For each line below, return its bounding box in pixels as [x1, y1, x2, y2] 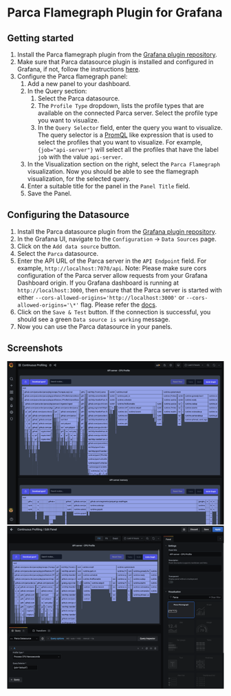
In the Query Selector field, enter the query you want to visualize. [37, 124, 223, 131]
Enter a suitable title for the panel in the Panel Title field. [27, 182, 190, 190]
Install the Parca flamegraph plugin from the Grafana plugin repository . [16, 50, 218, 58]
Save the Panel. [27, 189, 72, 197]
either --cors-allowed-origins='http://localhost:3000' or [16, 293, 185, 301]
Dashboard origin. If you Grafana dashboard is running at [16, 279, 179, 287]
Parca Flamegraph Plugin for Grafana [7, 5, 223, 21]
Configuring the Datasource [7, 209, 129, 221]
